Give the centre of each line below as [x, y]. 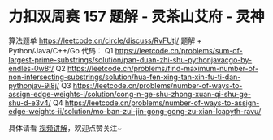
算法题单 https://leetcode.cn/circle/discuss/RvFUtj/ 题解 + [105, 40]
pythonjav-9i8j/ [34, 85]
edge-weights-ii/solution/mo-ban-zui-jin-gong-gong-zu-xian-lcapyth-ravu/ [135, 111]
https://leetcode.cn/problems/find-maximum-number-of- [163, 68]
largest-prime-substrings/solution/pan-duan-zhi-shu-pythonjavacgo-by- [130, 59]
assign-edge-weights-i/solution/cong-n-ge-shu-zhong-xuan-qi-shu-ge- [130, 94]
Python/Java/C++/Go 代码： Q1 [61, 50]
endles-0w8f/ [31, 68]
